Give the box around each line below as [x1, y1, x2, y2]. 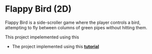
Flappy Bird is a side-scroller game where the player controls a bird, [5, 19, 141, 25]
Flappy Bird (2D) [5, 3, 72, 15]
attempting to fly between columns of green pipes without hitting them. [5, 24, 147, 30]
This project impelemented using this [5, 34, 79, 40]
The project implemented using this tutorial [12, 43, 100, 49]
